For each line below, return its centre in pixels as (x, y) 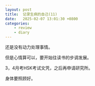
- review (23, 28)
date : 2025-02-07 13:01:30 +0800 (42, 19)
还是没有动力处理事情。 (29, 47)
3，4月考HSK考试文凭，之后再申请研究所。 (49, 68)
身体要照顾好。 (20, 78)
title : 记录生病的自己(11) (31, 14)
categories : (17, 23)
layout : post (18, 10)
